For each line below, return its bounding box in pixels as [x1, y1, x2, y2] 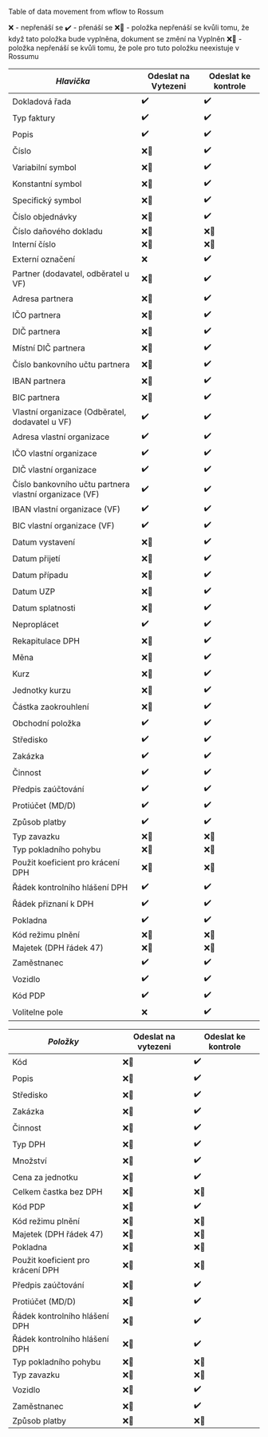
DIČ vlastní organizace [12, 464, 97, 475]
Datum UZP [12, 586, 56, 597]
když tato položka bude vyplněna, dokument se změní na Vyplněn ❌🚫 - [8, 34, 242, 43]
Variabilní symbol [12, 161, 77, 172]
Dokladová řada [12, 96, 72, 107]
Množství [12, 1155, 47, 1166]
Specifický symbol [12, 195, 82, 206]
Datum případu [12, 569, 69, 580]
